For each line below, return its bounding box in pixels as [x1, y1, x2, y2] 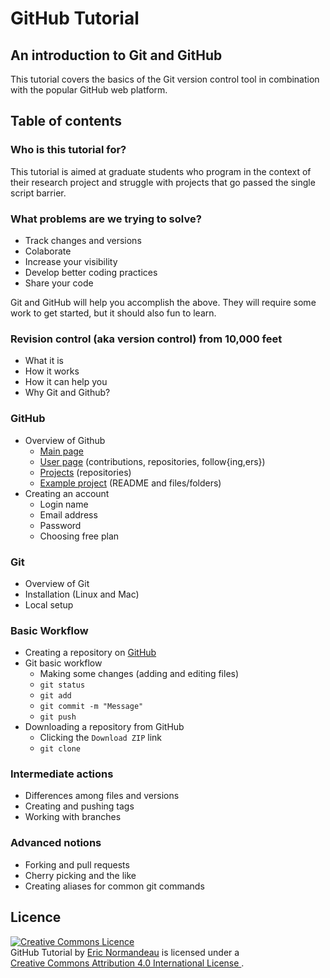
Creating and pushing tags [24, 800, 135, 812]
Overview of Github [24, 434, 106, 446]
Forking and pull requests [24, 858, 130, 871]
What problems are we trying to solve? [10, 212, 202, 226]
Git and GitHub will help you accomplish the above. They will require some [10, 296, 317, 308]
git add [39, 691, 72, 701]
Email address [39, 508, 98, 521]
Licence [10, 909, 62, 926]
